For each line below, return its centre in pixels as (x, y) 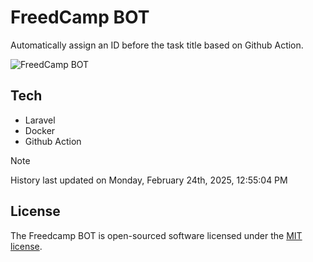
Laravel (40, 120)
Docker (40, 130)
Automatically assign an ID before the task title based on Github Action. (157, 45)
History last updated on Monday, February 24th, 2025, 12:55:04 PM (149, 180)
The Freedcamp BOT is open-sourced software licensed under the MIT (156, 235)
